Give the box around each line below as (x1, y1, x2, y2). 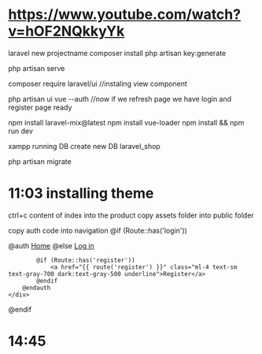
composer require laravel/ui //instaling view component (8, 79, 187, 88)
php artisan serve (8, 63, 65, 73)
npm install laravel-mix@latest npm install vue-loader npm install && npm (8, 117, 245, 127)
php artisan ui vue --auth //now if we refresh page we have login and (8, 94, 232, 103)
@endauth (22, 284, 51, 292)
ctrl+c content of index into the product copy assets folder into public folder (8, 211, 254, 220)
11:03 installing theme (8, 184, 154, 203)
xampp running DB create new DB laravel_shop (8, 141, 161, 151)
